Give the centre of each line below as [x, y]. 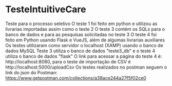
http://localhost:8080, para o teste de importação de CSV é [68, 61]
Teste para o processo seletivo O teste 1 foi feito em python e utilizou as [81, 24]
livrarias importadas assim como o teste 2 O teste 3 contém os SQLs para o [85, 29]
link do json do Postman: [31, 72]
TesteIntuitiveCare [46, 9]
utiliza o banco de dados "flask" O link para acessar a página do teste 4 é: [84, 56]
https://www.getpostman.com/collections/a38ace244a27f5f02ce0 [76, 78]
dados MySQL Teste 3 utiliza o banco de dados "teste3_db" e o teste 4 [80, 51]
